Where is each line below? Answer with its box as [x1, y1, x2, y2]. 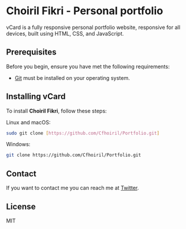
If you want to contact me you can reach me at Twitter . [6, 185, 139, 192]
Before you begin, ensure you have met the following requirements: [6, 63, 170, 70]
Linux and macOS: [6, 118, 51, 125]
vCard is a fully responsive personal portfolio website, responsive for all [6, 24, 181, 31]
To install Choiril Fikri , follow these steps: [6, 107, 107, 114]
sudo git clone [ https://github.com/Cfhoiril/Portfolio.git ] [6, 130, 160, 136]
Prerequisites [6, 47, 57, 57]
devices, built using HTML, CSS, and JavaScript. [6, 30, 124, 37]
